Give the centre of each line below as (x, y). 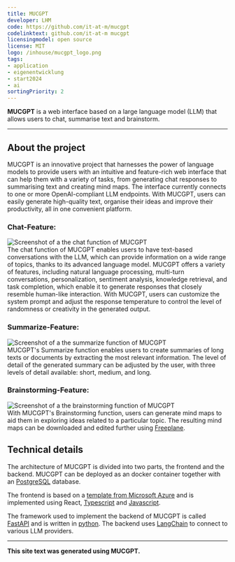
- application (28, 66)
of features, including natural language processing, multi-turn (96, 272)
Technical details (45, 450)
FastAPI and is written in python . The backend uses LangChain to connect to (117, 523)
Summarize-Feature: (43, 327)
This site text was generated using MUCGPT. (74, 551)
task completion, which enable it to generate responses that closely (105, 287)
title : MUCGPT (28, 14)
